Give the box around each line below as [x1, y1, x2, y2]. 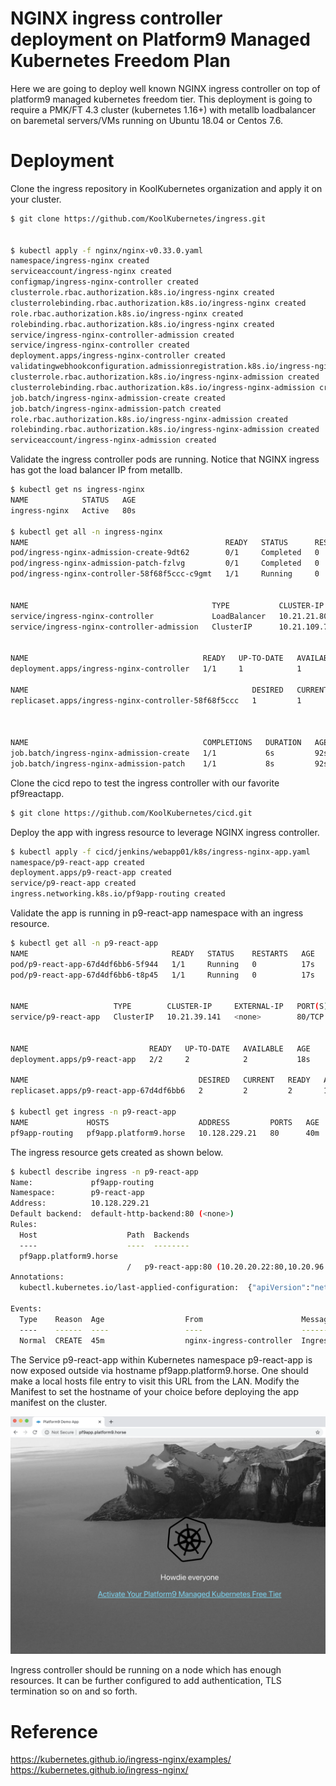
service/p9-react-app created [10, 878, 137, 889]
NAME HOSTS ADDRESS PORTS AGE [10, 1117, 320, 1127]
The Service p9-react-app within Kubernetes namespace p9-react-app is [10, 1353, 313, 1366]
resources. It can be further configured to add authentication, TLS [10, 1675, 282, 1687]
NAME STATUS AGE [10, 495, 137, 505]
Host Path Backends [19, 1230, 190, 1240]
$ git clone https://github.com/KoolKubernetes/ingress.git [10, 213, 267, 224]
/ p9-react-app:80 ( [126, 1262, 222, 1272]
